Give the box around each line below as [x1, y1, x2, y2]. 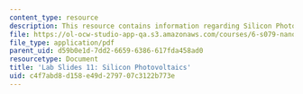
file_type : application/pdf [9, 38, 115, 47]
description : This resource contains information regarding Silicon [9, 21, 272, 30]
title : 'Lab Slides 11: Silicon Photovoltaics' [9, 64, 192, 73]
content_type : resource [9, 13, 99, 22]
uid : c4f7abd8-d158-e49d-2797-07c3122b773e [9, 72, 176, 81]
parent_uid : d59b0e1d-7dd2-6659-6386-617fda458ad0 [9, 47, 204, 56]
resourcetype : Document [9, 55, 99, 64]
